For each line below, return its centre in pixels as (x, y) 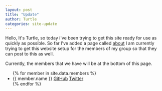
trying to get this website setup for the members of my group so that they (81, 48)
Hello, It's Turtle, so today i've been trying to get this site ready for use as (81, 38)
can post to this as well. (30, 54)
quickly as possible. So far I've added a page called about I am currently (80, 43)
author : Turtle (21, 19)
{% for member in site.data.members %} (54, 73)
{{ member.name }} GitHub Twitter (48, 78)
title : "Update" (22, 14)
